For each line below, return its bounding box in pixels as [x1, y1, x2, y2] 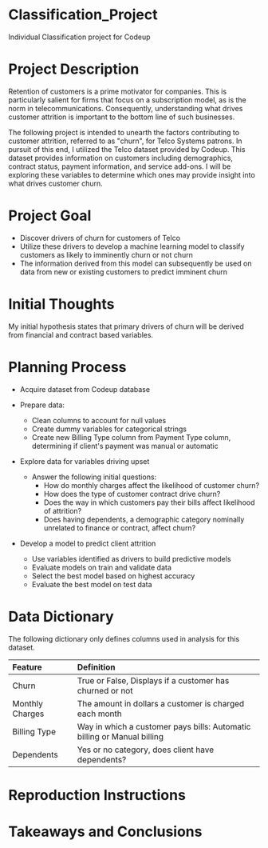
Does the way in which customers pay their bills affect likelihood [43, 498, 255, 507]
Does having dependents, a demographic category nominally [43, 514, 245, 524]
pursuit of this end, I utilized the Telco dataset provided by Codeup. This [8, 144, 246, 154]
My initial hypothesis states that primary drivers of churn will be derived [8, 322, 245, 331]
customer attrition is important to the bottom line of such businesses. [8, 112, 235, 122]
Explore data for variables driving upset [19, 456, 150, 466]
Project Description [8, 60, 140, 78]
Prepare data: [19, 400, 65, 410]
